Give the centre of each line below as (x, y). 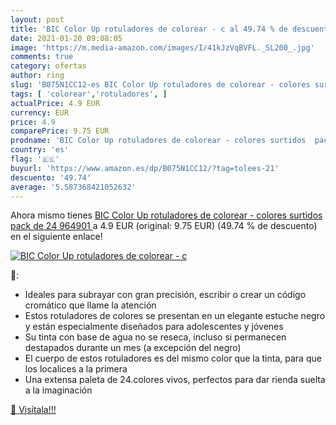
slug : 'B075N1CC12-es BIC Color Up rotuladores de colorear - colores (160, 85)
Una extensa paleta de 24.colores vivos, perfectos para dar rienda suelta (175, 380)
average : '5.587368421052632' (73, 187)
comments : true (42, 57)
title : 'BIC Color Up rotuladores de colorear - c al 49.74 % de (149, 29)
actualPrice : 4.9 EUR (55, 103)
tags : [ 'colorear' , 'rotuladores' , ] (89, 94)
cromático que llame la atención (90, 305)
